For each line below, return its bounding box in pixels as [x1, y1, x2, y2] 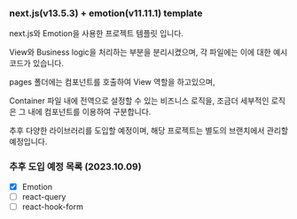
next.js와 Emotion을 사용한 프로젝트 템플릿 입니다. [9, 28, 184, 39]
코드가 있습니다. [9, 58, 65, 69]
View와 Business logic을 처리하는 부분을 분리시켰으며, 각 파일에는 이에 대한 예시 [9, 47, 288, 57]
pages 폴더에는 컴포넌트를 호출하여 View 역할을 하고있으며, [9, 77, 215, 87]
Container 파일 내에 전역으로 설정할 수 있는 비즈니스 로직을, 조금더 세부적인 [9, 95, 270, 106]
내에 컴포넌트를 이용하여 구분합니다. [27, 107, 152, 117]
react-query [21, 191, 66, 201]
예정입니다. [9, 136, 48, 147]
